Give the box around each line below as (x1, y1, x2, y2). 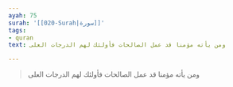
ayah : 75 (8, 11, 37, 20)
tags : (8, 26, 26, 34)
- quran (8, 33, 34, 42)
